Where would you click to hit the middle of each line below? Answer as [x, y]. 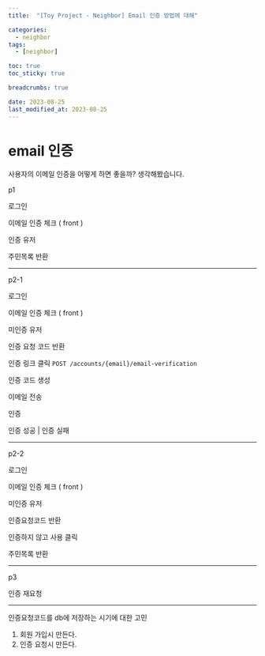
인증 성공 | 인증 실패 [39, 431]
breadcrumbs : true [38, 88]
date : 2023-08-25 [37, 102]
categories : [28, 30]
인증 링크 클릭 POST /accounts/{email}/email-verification [103, 364]
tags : [17, 44]
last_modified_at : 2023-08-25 [58, 109]
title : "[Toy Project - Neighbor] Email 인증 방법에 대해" [103, 15]
